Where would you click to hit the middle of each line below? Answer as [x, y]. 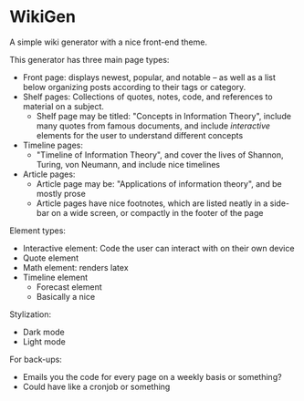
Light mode [44, 341]
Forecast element [69, 287]
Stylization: [31, 314]
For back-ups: [36, 359]
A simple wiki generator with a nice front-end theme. [109, 42]
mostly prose [61, 193]
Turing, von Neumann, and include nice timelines [128, 164]
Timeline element [55, 277]
